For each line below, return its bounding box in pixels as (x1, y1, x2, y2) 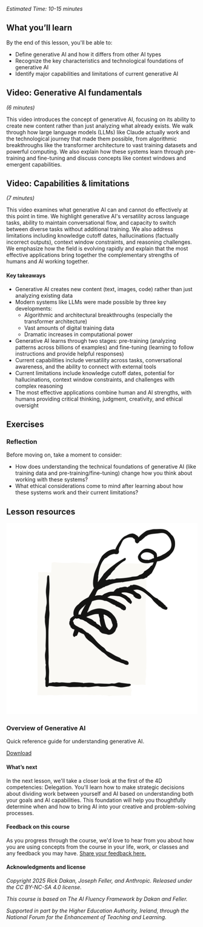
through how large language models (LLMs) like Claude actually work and (6, 128, 190, 136)
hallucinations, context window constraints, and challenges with (15, 376, 175, 383)
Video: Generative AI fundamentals (6, 88, 142, 98)
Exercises (6, 419, 44, 430)
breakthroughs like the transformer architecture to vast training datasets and (6, 141, 198, 148)
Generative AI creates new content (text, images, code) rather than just (15, 285, 193, 292)
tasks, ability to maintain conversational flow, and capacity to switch (6, 219, 176, 227)
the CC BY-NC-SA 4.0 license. (6, 884, 82, 891)
